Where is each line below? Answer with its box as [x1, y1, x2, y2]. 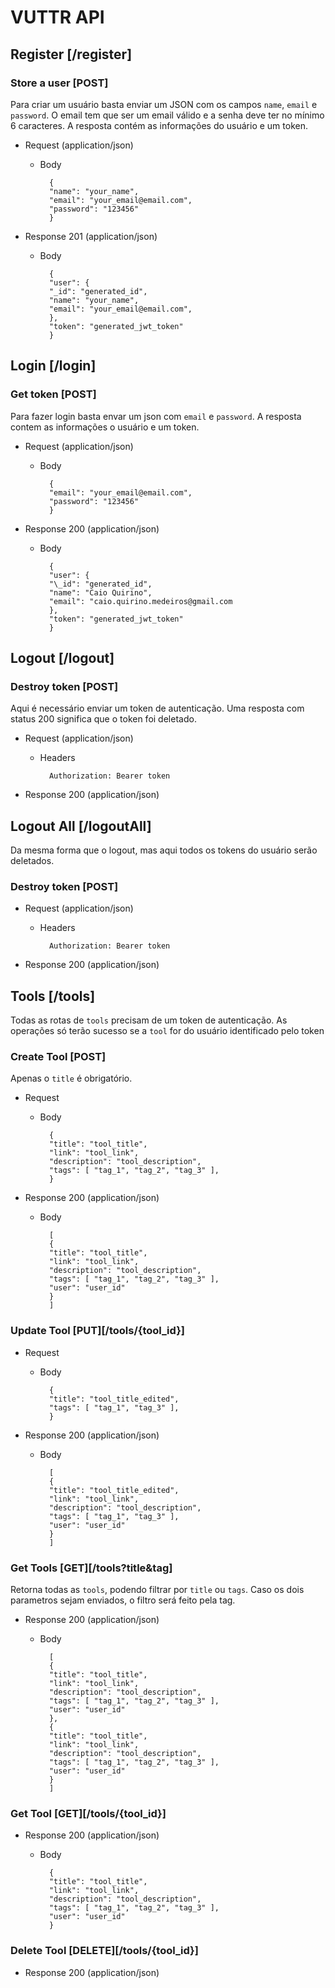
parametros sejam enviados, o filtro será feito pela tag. [10, 1594, 236, 1606]
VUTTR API [10, 6, 105, 29]
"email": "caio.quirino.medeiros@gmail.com [48, 596, 233, 606]
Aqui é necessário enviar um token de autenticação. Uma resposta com [10, 702, 305, 715]
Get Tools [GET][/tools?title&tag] [10, 1561, 173, 1575]
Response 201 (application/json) [24, 230, 158, 242]
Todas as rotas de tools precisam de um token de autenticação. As [10, 1014, 288, 1026]
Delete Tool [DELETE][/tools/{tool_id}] [10, 1944, 199, 1958]
